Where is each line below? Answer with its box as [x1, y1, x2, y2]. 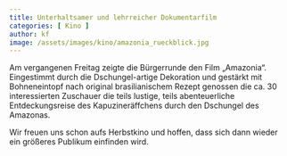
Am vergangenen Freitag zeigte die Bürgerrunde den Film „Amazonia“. [9, 62, 267, 73]
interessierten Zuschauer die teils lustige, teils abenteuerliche [9, 91, 235, 102]
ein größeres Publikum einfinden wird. [9, 136, 149, 147]
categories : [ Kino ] [9, 21, 90, 30]
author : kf [9, 29, 50, 38]
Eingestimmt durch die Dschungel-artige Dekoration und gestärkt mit [9, 72, 263, 83]
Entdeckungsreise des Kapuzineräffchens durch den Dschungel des [9, 100, 260, 111]
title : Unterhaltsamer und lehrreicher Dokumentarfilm [9, 12, 217, 22]
